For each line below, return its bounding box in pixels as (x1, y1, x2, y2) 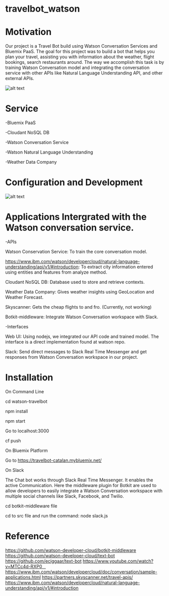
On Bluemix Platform (5, 447, 48, 454)
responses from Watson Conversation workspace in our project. (5, 354, 138, 360)
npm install (5, 408, 28, 414)
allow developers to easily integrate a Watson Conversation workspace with (5, 488, 163, 494)
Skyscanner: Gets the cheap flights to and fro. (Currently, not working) (5, 304, 152, 310)
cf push (5, 437, 21, 443)
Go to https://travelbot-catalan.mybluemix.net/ (5, 457, 102, 463)
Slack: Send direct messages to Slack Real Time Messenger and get (5, 348, 147, 355)
